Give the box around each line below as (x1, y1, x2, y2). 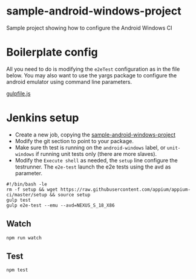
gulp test (6, 197, 31, 203)
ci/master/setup (6, 191, 47, 197)
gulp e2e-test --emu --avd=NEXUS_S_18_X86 (6, 202, 115, 208)
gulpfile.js (6, 89, 31, 97)
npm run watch (6, 234, 42, 241)
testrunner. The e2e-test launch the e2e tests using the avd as (15, 163, 171, 170)
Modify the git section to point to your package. (15, 137, 134, 144)
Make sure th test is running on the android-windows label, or (15, 144, 166, 151)
